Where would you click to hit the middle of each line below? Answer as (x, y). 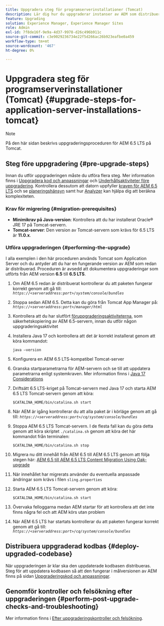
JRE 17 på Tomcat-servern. (40, 224)
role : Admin (18, 28)
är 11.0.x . (22, 235)
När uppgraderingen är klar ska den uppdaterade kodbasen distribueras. (78, 565)
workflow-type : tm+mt (27, 41)
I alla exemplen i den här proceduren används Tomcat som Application (76, 258)
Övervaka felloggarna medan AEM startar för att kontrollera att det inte (83, 507)
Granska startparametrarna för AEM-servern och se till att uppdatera (81, 368)
